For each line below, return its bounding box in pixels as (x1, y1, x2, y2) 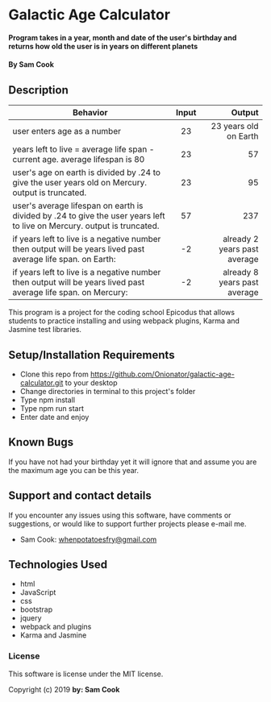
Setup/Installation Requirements (8, 348, 175, 362)
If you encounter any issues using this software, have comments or (8, 510, 231, 520)
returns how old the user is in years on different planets (8, 41, 198, 51)
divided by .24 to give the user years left (12, 210, 165, 222)
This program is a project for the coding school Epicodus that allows (8, 308, 236, 318)
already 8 (223, 267, 259, 278)
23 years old (211, 121, 259, 132)
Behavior (72, 107, 108, 118)
